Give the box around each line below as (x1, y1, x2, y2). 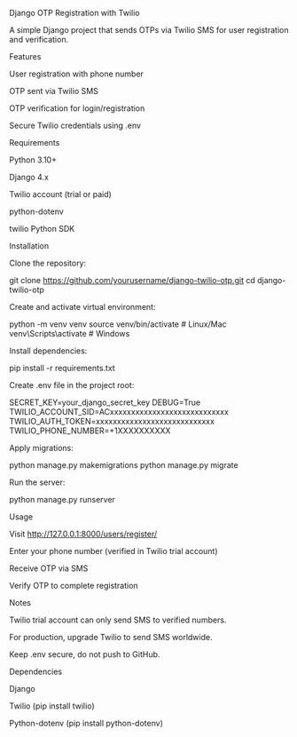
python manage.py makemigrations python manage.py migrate (9, 460, 238, 470)
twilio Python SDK (9, 224, 75, 234)
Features (9, 52, 42, 61)
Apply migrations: (9, 443, 74, 453)
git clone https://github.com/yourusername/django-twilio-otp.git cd (9, 275, 255, 285)
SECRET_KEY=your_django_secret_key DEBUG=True (9, 397, 201, 408)
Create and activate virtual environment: (9, 302, 156, 312)
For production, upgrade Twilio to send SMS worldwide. (9, 632, 213, 642)
